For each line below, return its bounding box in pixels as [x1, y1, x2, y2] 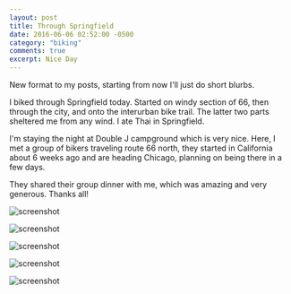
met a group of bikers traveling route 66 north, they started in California [9, 143, 273, 153]
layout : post [9, 13, 58, 22]
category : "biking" [9, 38, 82, 48]
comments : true [9, 47, 66, 56]
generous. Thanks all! [9, 189, 90, 199]
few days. [9, 162, 46, 172]
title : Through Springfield [9, 22, 115, 30]
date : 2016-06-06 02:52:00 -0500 [9, 30, 134, 39]
